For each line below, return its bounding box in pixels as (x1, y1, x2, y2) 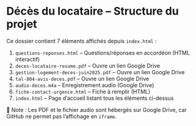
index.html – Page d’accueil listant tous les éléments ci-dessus (15, 94, 174, 102)
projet (6, 17, 38, 31)
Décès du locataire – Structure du (6, 4, 179, 18)
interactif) (15, 55, 40, 63)
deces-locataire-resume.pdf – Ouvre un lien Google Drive (15, 62, 161, 69)
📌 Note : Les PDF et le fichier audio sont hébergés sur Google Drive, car (6, 106, 187, 113)
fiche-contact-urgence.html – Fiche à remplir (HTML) (15, 88, 151, 95)
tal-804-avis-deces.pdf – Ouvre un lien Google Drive (15, 75, 150, 82)
